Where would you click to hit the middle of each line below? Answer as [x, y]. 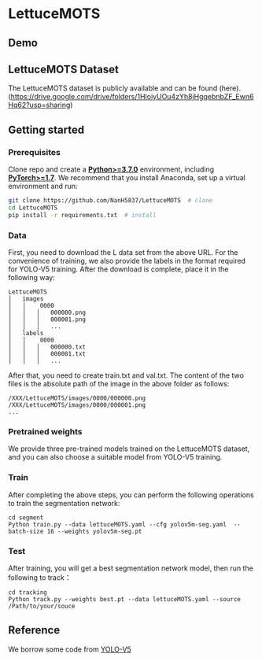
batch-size [26, 531]
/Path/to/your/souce [42, 606]
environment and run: [43, 186]
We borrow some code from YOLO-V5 [70, 649]
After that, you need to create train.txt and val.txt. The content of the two [126, 375]
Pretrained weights [45, 431]
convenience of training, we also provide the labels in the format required [127, 261]
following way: [31, 277]
